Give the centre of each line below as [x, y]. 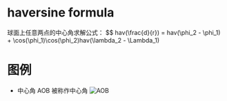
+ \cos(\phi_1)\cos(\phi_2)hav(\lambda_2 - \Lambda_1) [83, 40]
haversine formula [61, 13]
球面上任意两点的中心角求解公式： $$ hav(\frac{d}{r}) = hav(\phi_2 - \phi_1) [114, 32]
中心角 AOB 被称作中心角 [52, 90]
